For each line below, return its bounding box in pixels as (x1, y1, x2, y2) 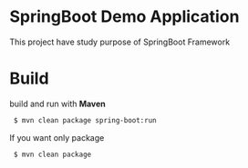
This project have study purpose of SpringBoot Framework (9, 36, 231, 47)
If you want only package (9, 132, 105, 143)
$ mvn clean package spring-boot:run (13, 115, 157, 124)
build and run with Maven (9, 98, 107, 109)
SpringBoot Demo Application (9, 6, 240, 27)
